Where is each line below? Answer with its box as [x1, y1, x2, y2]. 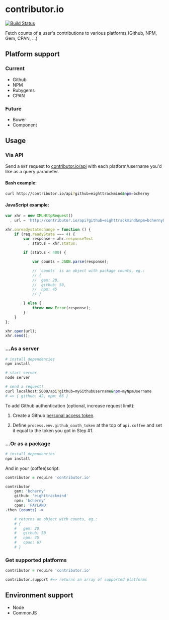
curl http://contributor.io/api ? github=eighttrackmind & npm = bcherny [5, 191, 150, 196]
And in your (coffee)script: [5, 465, 60, 471]
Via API [5, 152, 24, 159]
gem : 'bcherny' [14, 489, 46, 494]
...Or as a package [5, 440, 51, 447]
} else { [23, 301, 42, 306]
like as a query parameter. [5, 168, 59, 174]
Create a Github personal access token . [12, 412, 95, 419]
